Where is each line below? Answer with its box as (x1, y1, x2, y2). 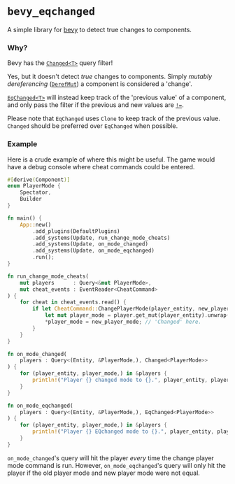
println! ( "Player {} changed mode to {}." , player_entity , (32, 376, 208, 384)
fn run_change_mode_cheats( (7, 273, 90, 280)
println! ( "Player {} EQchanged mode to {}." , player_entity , (32, 428, 215, 435)
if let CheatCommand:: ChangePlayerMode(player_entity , (32, 306, 196, 313)
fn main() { (7, 215, 42, 222)
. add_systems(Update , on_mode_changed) (32, 241, 149, 248)
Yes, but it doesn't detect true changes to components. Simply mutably (7, 72, 213, 81)
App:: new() (20, 221, 52, 228)
